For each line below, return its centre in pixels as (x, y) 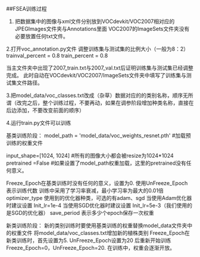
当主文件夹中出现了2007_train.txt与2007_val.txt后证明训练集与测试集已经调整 (100, 68)
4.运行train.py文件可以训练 (39, 123)
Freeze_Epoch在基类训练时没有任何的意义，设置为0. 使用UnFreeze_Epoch (97, 183)
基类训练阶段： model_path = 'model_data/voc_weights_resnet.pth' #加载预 (99, 135)
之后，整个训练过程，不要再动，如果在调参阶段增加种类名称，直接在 (110, 103)
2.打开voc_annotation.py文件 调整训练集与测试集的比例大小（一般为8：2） (98, 49)
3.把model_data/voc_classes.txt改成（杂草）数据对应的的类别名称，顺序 (95, 95)
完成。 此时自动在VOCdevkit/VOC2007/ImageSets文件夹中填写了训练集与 (96, 75)
